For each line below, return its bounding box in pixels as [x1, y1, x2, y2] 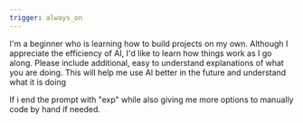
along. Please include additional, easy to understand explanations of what [9, 57, 285, 68]
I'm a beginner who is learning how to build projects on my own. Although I [9, 38, 289, 49]
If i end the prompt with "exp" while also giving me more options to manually [9, 94, 294, 105]
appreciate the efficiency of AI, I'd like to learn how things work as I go [9, 47, 272, 59]
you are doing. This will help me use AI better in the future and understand [9, 67, 287, 78]
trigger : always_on [9, 13, 83, 23]
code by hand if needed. [9, 103, 101, 114]
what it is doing [9, 76, 66, 87]
